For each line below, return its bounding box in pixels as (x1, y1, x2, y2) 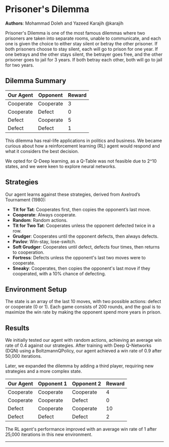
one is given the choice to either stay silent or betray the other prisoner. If (5, 40, 157, 46)
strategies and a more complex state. (5, 368, 82, 375)
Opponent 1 (38, 380, 67, 387)
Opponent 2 (72, 380, 102, 387)
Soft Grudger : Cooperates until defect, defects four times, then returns (12, 244, 160, 250)
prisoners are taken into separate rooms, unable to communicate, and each (5, 35, 161, 41)
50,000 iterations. (5, 353, 42, 359)
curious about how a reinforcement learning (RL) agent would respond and (5, 142, 160, 149)
